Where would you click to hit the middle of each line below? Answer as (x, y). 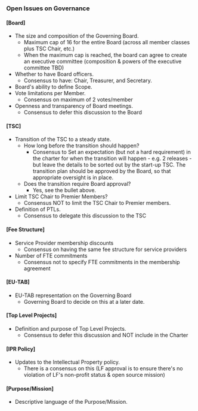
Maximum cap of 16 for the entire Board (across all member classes (107, 43)
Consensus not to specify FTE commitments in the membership (102, 262)
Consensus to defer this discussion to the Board (83, 113)
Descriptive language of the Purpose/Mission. (71, 402)
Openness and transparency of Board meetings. (74, 106)
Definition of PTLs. (38, 209)
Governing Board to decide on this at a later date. (84, 301)
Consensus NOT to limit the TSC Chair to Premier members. (97, 203)
